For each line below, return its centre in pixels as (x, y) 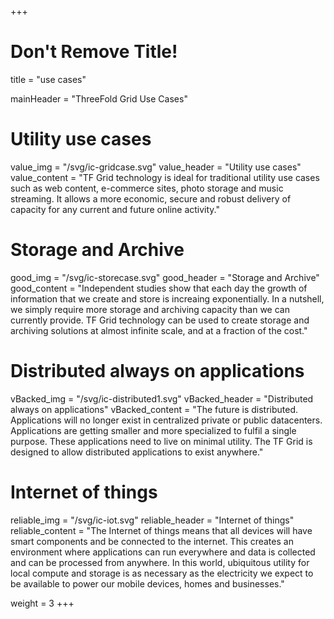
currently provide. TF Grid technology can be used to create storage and (160, 320)
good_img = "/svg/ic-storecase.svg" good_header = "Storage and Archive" (165, 277)
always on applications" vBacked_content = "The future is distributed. (154, 409)
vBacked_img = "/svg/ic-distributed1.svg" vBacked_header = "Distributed (162, 398)
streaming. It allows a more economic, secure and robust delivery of (151, 198)
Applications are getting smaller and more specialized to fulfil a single (153, 430)
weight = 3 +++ (42, 603)
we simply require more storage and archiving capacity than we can (150, 309)
